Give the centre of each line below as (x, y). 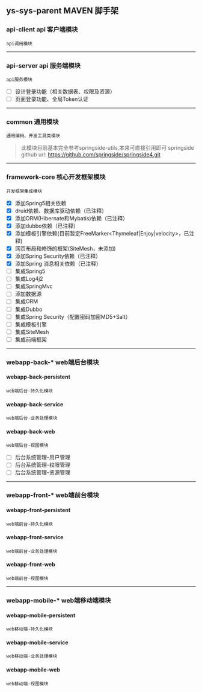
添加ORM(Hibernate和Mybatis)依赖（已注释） (71, 218)
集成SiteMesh (32, 332)
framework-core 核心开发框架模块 (56, 177)
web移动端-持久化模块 (29, 629)
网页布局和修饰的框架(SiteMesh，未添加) (65, 249)
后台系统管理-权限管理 (43, 465)
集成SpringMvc (34, 286)
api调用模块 (20, 43)
